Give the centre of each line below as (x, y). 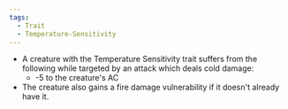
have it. (35, 97)
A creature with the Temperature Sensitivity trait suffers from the (140, 59)
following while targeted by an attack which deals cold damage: (138, 68)
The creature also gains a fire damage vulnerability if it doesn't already (151, 87)
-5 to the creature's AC (77, 78)
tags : (19, 17)
